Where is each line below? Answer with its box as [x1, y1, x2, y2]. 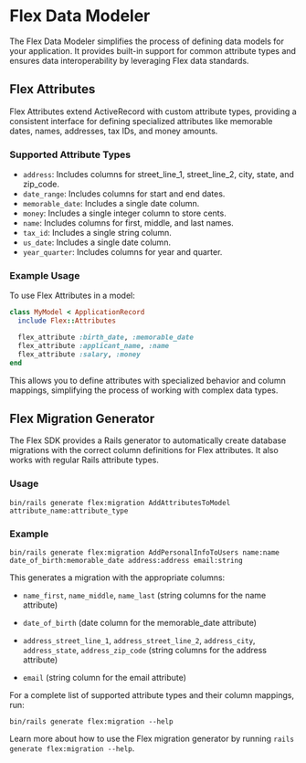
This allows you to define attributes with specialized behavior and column [9, 375, 286, 386]
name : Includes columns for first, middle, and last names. [22, 217, 235, 228]
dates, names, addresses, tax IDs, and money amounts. [9, 125, 218, 136]
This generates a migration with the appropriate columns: [9, 572, 226, 583]
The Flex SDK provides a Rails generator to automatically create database [9, 435, 287, 446]
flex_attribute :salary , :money [17, 349, 142, 359]
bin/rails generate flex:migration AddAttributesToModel [9, 498, 231, 507]
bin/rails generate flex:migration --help [9, 717, 174, 726]
